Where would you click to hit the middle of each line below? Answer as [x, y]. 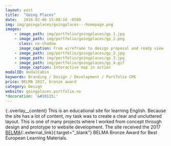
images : [14, 29]
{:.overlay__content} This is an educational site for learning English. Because [86, 111]
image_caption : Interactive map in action [65, 67]
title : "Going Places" [31, 15]
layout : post [19, 10]
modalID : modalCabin [27, 72]
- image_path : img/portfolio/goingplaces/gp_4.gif [70, 63]
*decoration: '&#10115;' [32, 96]
